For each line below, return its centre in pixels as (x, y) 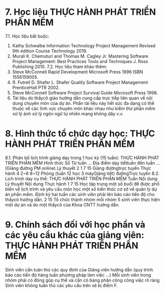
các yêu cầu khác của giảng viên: (75, 235)
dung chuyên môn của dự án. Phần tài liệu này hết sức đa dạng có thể (83, 103)
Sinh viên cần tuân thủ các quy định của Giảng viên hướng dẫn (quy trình (79, 269)
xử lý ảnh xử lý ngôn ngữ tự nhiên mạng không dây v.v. (68, 114)
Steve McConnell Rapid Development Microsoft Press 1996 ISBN (78, 72)
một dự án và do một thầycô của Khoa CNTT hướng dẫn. (62, 205)
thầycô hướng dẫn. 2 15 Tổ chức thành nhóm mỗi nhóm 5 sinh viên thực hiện (82, 199)
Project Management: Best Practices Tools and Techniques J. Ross (80, 61)
